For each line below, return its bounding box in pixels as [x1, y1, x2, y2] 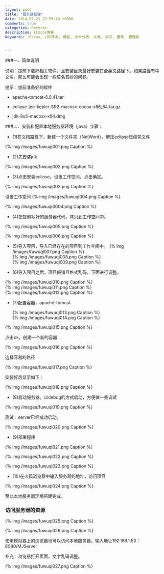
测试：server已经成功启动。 [5, 414, 61, 420]
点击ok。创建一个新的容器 [5, 334, 58, 340]
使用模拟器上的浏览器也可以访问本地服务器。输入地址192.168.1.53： [5, 538, 141, 544]
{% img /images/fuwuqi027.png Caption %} [5, 563, 93, 569]
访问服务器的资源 [5, 507, 46, 514]
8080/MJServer [5, 544, 38, 549]
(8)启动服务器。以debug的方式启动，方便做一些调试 [12, 394, 117, 400]
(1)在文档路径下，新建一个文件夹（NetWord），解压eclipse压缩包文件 [12, 134, 151, 140]
